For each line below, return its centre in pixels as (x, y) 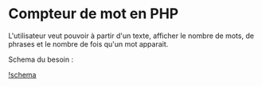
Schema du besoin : (41, 59)
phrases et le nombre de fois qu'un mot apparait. (88, 43)
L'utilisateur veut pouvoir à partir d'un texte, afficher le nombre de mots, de (131, 36)
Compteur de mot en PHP (94, 14)
